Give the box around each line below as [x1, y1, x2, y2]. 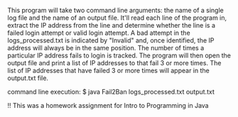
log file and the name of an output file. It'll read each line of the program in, [7, 13, 227, 22]
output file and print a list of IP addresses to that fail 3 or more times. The [7, 59, 222, 67]
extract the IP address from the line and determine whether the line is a [7, 21, 215, 29]
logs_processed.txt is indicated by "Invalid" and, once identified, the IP [7, 36, 215, 45]
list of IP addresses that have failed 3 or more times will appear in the [7, 67, 210, 74]
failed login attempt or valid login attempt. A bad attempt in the [7, 28, 190, 37]
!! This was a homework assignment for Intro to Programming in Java [7, 101, 209, 109]
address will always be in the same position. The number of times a [7, 44, 205, 52]
